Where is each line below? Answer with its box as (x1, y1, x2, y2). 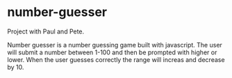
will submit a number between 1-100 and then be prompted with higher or (7, 48, 217, 56)
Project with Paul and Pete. (7, 27, 85, 36)
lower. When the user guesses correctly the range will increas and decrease (7, 55, 225, 63)
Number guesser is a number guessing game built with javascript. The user (7, 40, 222, 49)
